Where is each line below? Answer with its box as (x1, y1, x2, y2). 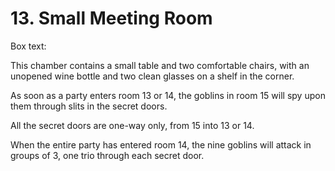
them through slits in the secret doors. (10, 100, 168, 112)
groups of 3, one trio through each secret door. (10, 149, 205, 161)
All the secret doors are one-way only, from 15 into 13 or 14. (10, 119, 255, 131)
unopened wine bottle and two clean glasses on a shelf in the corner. (10, 70, 295, 82)
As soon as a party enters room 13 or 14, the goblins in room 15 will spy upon (10, 89, 326, 101)
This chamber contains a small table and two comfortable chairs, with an (10, 59, 310, 71)
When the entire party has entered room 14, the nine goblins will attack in (10, 138, 312, 151)
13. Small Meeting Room (10, 7, 213, 30)
